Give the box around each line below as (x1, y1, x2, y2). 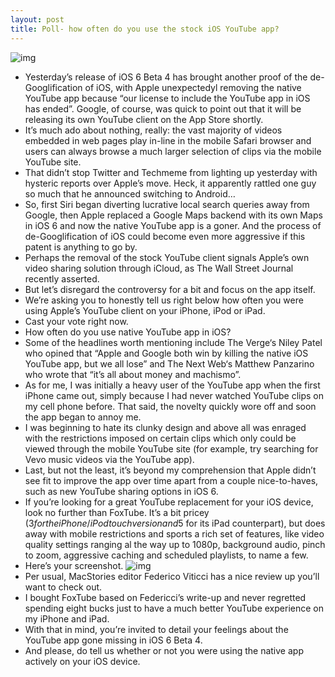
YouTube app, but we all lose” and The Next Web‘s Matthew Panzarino (24, 357, 315, 370)
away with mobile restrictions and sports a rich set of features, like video (24, 527, 325, 540)
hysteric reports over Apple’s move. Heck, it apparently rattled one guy (24, 177, 317, 189)
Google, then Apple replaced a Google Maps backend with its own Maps (24, 209, 323, 221)
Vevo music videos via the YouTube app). (24, 453, 195, 465)
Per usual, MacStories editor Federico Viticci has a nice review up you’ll (24, 570, 320, 582)
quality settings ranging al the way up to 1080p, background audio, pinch (24, 538, 326, 550)
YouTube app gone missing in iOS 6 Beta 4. (24, 634, 203, 646)
